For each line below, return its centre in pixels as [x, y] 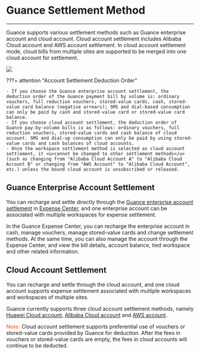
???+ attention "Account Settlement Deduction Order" [72, 80]
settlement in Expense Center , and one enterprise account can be [87, 208]
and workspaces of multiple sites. [48, 297]
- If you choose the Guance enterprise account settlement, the [87, 91]
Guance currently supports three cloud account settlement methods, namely [100, 308]
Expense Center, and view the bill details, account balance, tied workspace [98, 245]
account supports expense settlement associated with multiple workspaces [99, 291]
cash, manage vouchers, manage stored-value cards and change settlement [100, 232]
